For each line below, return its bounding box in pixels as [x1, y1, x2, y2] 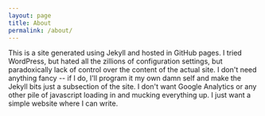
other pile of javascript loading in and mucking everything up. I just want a [8, 91, 251, 100]
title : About [8, 19, 52, 27]
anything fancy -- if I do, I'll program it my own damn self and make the [8, 73, 242, 83]
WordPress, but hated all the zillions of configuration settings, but [8, 56, 223, 66]
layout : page [8, 11, 52, 20]
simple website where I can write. [8, 99, 119, 108]
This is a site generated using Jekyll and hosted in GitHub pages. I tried [8, 48, 243, 58]
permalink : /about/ [8, 26, 73, 34]
